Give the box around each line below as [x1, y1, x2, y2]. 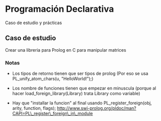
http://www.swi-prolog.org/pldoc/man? [57, 105, 136, 111]
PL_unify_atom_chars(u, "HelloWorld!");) [12, 76, 94, 82]
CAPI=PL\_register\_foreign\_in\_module [12, 111, 93, 117]
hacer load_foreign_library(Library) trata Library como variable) [12, 91, 140, 96]
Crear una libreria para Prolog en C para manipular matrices [5, 47, 127, 53]
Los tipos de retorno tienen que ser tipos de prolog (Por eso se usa [12, 70, 149, 77]
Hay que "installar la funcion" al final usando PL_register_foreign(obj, [12, 100, 152, 106]
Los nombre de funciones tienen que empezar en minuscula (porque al [12, 85, 157, 91]
